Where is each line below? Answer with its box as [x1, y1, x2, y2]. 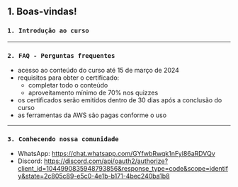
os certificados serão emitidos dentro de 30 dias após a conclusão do [17, 95, 222, 104]
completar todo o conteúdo [28, 80, 108, 89]
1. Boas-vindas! [7, 6, 77, 18]
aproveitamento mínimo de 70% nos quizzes [28, 88, 159, 97]
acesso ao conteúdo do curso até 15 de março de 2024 [17, 66, 179, 74]
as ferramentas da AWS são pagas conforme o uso [17, 111, 167, 119]
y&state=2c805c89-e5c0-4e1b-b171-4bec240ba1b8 [17, 172, 170, 181]
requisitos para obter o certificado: [17, 73, 120, 82]
